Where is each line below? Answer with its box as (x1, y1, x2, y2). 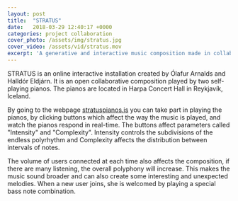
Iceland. (7, 91, 31, 100)
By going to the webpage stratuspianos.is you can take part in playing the (7, 105, 222, 114)
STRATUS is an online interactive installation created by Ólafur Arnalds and (7, 69, 226, 78)
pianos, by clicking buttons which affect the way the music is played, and (7, 113, 221, 121)
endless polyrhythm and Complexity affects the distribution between (7, 135, 208, 144)
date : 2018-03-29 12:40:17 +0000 (7, 23, 113, 30)
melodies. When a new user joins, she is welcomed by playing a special (7, 179, 216, 188)
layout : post (7, 10, 46, 18)
